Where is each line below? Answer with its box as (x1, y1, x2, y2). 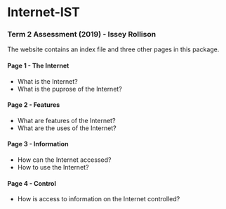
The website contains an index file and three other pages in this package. (7, 45, 220, 53)
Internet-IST (7, 4, 81, 20)
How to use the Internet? (17, 163, 89, 172)
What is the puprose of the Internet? (17, 84, 123, 93)
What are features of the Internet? (17, 116, 116, 125)
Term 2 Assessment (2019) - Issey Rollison (7, 30, 157, 39)
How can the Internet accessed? (17, 156, 112, 164)
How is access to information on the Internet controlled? (17, 195, 180, 203)
